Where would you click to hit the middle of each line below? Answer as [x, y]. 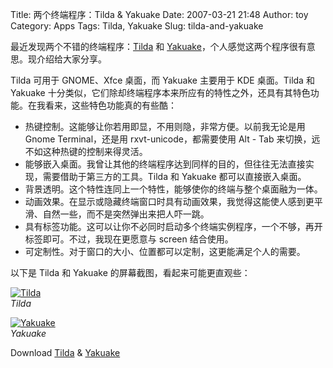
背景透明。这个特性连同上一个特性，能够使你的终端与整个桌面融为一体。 [173, 189]
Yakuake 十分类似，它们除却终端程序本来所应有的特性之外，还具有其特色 [160, 92]
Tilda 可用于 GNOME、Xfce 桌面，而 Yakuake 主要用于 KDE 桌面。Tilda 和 [162, 80]
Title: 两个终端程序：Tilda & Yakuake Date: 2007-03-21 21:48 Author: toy [159, 14]
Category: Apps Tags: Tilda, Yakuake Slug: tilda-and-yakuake [137, 26]
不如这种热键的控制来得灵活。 [86, 151]
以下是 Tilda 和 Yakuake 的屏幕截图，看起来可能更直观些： [130, 272]
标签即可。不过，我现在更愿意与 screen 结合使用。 [129, 239]
